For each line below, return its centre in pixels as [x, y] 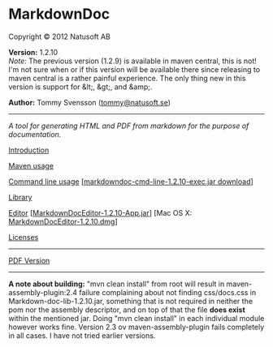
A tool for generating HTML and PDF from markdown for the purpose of [129, 126]
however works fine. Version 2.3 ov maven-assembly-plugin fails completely [136, 327]
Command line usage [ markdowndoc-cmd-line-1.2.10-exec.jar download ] [131, 181]
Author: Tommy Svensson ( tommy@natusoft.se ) [90, 102]
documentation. [35, 134]
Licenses [24, 237]
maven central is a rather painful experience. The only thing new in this [127, 78]
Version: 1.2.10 [33, 52]
